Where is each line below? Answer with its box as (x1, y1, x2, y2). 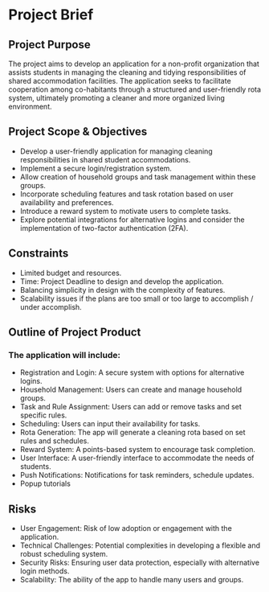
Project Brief (8, 6, 94, 24)
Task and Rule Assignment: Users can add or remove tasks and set (19, 402, 243, 412)
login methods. (19, 566, 70, 576)
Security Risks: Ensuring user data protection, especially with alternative (19, 557, 259, 568)
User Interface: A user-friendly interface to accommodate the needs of (19, 453, 255, 463)
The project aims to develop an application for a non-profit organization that (8, 59, 259, 68)
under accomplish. (19, 302, 82, 311)
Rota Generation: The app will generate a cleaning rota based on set (19, 428, 247, 438)
